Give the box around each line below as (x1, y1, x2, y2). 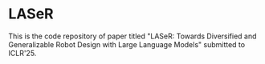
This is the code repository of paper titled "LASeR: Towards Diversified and (8, 31, 257, 41)
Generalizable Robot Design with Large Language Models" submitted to (8, 39, 246, 49)
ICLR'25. (8, 48, 37, 58)
